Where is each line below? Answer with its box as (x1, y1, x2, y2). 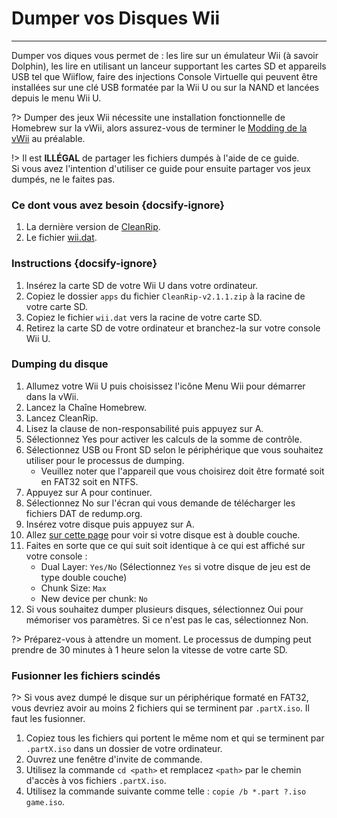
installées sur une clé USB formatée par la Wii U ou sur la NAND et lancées (11, 81, 320, 93)
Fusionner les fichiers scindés (11, 668, 161, 682)
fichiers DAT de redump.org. (25, 507, 143, 519)
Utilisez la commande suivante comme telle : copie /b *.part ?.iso (25, 785, 307, 797)
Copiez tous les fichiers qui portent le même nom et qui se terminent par (25, 732, 325, 744)
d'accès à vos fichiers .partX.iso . (25, 775, 167, 787)
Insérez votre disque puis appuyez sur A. (25, 518, 195, 530)
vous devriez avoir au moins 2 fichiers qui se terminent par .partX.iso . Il (11, 702, 310, 714)
